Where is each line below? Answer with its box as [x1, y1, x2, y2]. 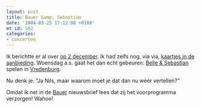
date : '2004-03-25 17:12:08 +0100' [6, 20, 95, 26]
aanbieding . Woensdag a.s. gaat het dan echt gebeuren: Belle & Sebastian [6, 59, 189, 66]
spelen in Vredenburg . [6, 66, 61, 72]
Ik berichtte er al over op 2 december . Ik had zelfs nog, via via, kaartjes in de [6, 53, 195, 60]
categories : [6, 31, 36, 37]
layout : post [6, 8, 39, 15]
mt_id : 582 [6, 25, 33, 32]
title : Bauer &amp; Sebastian [6, 14, 82, 20]
